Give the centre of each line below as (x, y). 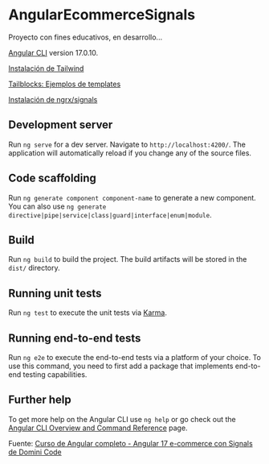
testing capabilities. (55, 375)
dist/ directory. (34, 268)
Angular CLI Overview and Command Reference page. (98, 428)
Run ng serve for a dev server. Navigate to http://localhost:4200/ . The (127, 144)
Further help (40, 400)
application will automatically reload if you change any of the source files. (130, 153)
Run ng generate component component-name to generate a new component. (132, 197)
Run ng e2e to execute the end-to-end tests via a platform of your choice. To (135, 357)
